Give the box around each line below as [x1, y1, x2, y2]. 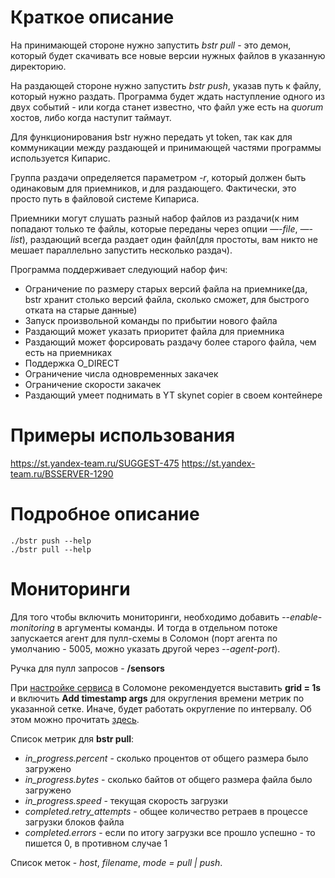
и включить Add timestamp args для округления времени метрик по [10, 692, 305, 704]
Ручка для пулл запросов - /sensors [10, 662, 165, 674]
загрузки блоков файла [24, 816, 125, 828]
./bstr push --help [10, 536, 92, 546]
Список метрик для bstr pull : [10, 732, 135, 745]
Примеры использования [10, 424, 236, 447]
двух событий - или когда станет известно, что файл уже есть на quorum [10, 101, 324, 113]
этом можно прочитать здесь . [10, 713, 140, 725]
